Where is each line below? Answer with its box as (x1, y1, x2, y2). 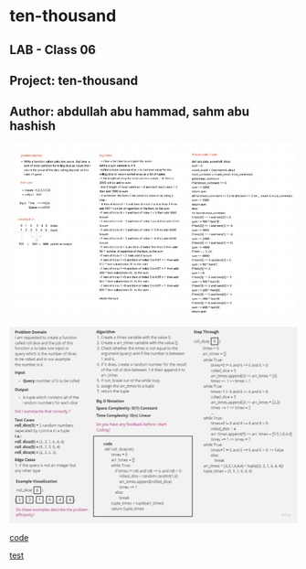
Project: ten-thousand (9, 72, 139, 88)
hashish (9, 118, 57, 134)
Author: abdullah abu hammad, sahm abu (9, 104, 249, 120)
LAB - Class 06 (9, 42, 96, 58)
